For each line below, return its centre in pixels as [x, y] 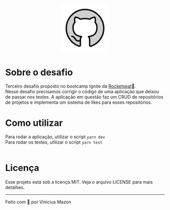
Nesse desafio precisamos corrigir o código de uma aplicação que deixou [82, 92]
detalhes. [15, 187]
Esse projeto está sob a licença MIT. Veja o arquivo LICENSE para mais [79, 182]
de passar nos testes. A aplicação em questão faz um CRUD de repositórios [84, 97]
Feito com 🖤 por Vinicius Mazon [38, 202]
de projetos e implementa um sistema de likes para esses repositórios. [79, 102]
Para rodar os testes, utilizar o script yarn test [54, 142]
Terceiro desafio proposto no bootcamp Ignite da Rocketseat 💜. [71, 86]
